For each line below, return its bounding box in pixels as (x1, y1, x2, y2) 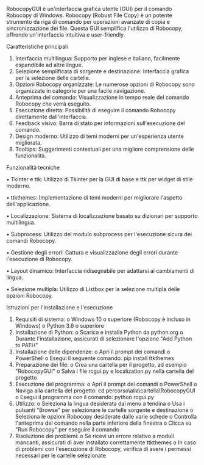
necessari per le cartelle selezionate (15, 452, 107, 459)
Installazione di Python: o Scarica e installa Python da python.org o (15, 329, 184, 336)
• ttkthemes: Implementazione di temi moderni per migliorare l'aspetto (6, 194, 183, 201)
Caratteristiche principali (6, 43, 68, 50)
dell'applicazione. (6, 201, 51, 207)
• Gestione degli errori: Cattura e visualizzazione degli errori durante (6, 249, 178, 256)
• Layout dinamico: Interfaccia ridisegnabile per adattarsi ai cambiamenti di (6, 267, 195, 274)
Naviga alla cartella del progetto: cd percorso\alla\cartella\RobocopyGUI (15, 387, 196, 394)
